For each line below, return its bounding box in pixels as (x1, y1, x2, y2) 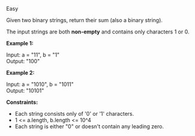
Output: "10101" (6, 87, 44, 94)
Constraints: (6, 98, 38, 106)
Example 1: (6, 40, 34, 47)
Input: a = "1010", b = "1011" (6, 81, 74, 88)
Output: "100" (6, 58, 40, 64)
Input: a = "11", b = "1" (6, 51, 60, 58)
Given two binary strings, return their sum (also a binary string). (6, 17, 163, 23)
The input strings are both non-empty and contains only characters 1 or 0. (6, 28, 190, 35)
